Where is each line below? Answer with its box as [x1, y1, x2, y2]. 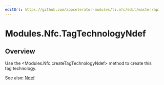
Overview [5, 47, 36, 56]
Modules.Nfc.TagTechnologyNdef [5, 28, 146, 39]
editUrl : [5, 7, 23, 12]
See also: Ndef [5, 75, 35, 81]
